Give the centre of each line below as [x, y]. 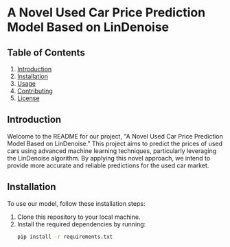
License [28, 98]
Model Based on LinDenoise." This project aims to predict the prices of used [115, 143]
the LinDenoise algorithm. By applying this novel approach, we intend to [109, 158]
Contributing [35, 91]
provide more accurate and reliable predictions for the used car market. [108, 165]
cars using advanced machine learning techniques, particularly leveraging [112, 151]
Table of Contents [46, 52]
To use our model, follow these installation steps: [76, 203]
